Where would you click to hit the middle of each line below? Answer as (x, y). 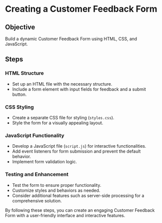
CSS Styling (20, 107)
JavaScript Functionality (35, 135)
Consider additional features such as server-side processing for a (78, 195)
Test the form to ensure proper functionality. (57, 185)
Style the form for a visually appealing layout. (58, 123)
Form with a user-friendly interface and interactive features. (65, 215)
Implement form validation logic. (44, 162)
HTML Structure (24, 73)
